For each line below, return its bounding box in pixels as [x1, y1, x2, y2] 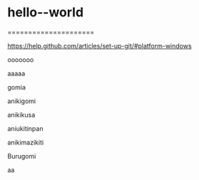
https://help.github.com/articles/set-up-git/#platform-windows [7, 41, 192, 50]
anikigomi [7, 97, 36, 105]
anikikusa [7, 110, 36, 119]
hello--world [7, 4, 84, 21]
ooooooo [7, 55, 34, 64]
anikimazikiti [7, 138, 44, 147]
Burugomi [7, 152, 36, 160]
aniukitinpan [7, 124, 44, 132]
